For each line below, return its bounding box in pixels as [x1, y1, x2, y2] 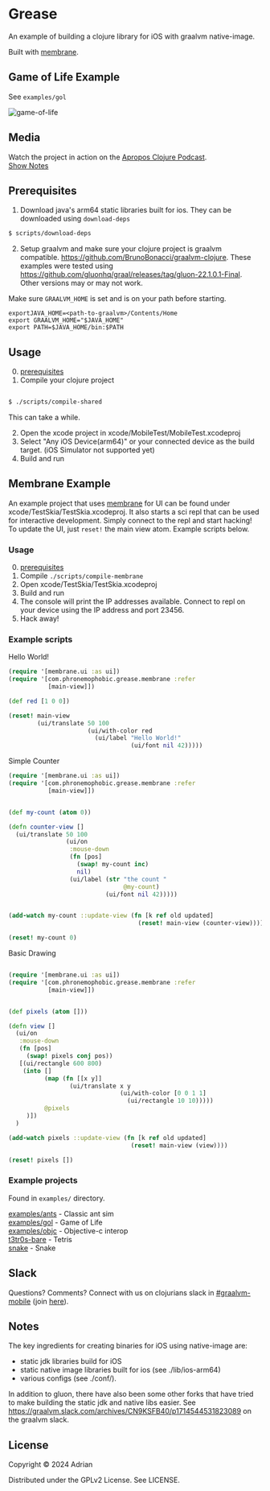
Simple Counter [8, 756, 60, 766]
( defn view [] [8, 1022, 56, 1030]
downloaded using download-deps [19, 214, 131, 224]
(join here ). [32, 1296, 69, 1306]
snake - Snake [8, 1243, 56, 1253]
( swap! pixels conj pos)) [26, 1052, 113, 1060]
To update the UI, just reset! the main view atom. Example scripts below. [8, 524, 250, 534]
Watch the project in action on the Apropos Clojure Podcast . [8, 152, 207, 162]
